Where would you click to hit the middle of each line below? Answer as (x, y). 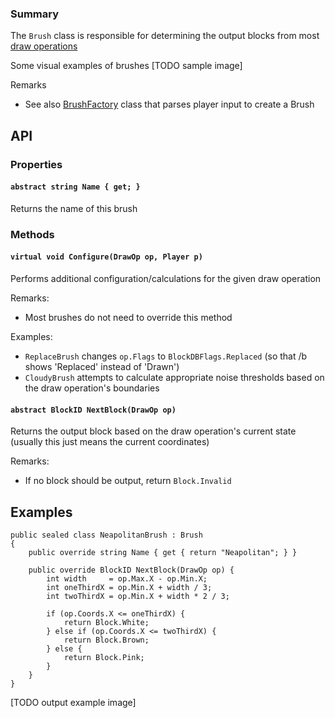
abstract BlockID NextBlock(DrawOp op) (93, 410)
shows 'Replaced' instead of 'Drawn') (102, 366)
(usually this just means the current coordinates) (110, 442)
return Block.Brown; (106, 640)
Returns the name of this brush (74, 208)
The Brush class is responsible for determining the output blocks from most (165, 36)
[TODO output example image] (73, 702)
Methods (32, 234)
